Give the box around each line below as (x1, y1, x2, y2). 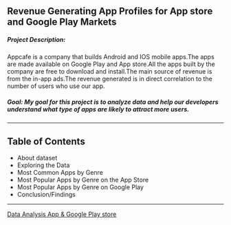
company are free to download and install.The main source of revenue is (7, 67, 212, 76)
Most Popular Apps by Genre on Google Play (16, 183, 144, 191)
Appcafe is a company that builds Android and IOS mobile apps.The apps (7, 53, 214, 61)
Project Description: (7, 35, 66, 43)
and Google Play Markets (7, 17, 117, 28)
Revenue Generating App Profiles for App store (7, 6, 213, 17)
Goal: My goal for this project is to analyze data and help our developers (7, 98, 219, 106)
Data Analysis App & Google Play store (7, 210, 117, 219)
